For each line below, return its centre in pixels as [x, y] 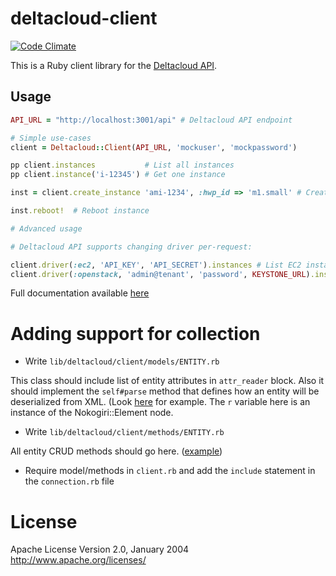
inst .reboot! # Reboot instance [80, 211]
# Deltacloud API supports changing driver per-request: [131, 247]
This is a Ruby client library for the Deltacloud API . [114, 65]
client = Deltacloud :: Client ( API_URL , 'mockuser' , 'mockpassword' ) [154, 147]
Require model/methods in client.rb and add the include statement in [170, 471]
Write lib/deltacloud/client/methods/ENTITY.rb [124, 432]
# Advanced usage [46, 228]
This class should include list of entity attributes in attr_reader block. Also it [167, 381]
